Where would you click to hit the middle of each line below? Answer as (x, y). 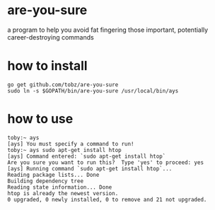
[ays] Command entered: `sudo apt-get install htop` (87, 156)
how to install (47, 66)
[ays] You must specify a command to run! (71, 144)
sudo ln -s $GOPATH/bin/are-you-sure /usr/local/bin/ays (93, 91)
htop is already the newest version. (63, 193)
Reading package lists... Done (53, 175)
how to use (40, 119)
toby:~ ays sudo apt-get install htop (64, 150)
